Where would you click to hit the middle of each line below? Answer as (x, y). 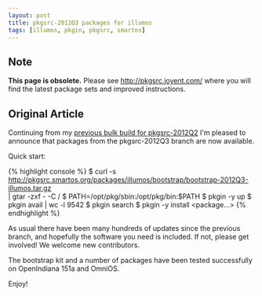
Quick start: (27, 156)
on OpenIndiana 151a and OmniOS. (64, 269)
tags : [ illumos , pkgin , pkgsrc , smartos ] (77, 30)
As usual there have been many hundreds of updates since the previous (124, 228)
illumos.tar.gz (30, 188)
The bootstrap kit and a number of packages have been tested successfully (130, 260)
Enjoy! (18, 284)
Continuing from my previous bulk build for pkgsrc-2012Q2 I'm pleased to (127, 133)
